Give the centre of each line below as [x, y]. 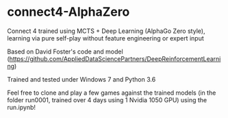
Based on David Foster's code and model [65, 51]
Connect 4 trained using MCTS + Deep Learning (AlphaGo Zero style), [106, 31]
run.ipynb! [22, 107]
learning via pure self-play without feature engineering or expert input [105, 38]
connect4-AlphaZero [68, 12]
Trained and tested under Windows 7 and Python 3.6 [81, 79]
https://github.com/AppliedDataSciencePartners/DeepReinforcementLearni [115, 58]
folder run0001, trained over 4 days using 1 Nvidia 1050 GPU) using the [107, 99]
